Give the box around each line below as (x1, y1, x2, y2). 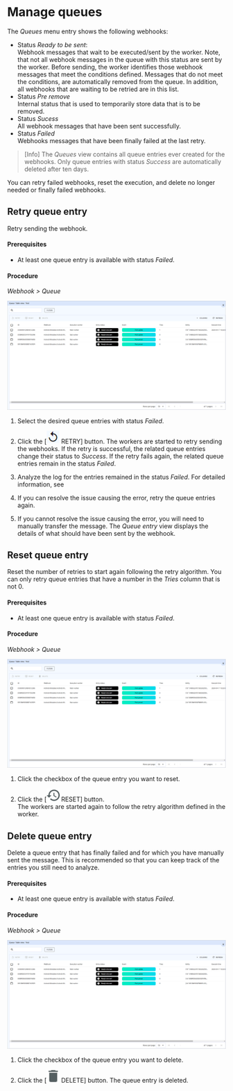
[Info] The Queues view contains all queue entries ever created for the (24, 150, 225, 158)
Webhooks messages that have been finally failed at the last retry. (17, 136, 206, 145)
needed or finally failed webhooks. (7, 186, 106, 194)
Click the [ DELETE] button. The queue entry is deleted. (17, 1076, 189, 1085)
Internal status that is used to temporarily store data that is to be (17, 99, 201, 108)
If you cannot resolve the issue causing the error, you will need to (17, 514, 205, 523)
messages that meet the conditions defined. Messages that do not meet (17, 70, 223, 79)
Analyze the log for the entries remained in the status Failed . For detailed (17, 473, 225, 481)
